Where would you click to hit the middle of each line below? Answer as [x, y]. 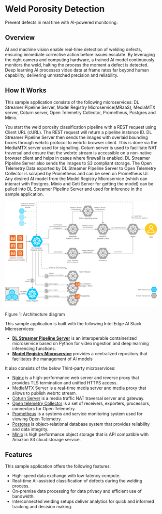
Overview [20, 38]
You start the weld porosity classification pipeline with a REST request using [81, 127]
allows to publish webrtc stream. [44, 393]
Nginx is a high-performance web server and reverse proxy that [75, 378]
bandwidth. [23, 497]
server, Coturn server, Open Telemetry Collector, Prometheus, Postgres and [81, 112]
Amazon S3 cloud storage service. [46, 439]
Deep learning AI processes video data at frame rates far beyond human [77, 70]
